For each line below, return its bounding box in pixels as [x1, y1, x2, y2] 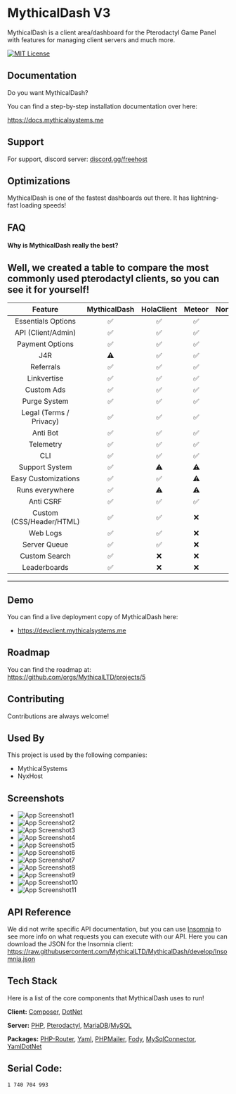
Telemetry [28, 440, 63, 450]
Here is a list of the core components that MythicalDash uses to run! [7, 993, 205, 1002]
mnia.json [7, 955, 36, 963]
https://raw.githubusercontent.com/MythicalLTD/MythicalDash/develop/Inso [7, 948, 228, 956]
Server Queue [22, 540, 69, 549]
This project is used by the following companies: [7, 751, 147, 759]
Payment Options [17, 339, 74, 349]
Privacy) [31, 416, 60, 426]
